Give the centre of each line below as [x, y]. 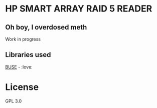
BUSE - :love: [19, 67]
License [22, 87]
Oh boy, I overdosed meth [46, 27]
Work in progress [23, 39]
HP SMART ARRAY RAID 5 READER [79, 9]
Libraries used [28, 55]
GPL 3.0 [14, 101]
